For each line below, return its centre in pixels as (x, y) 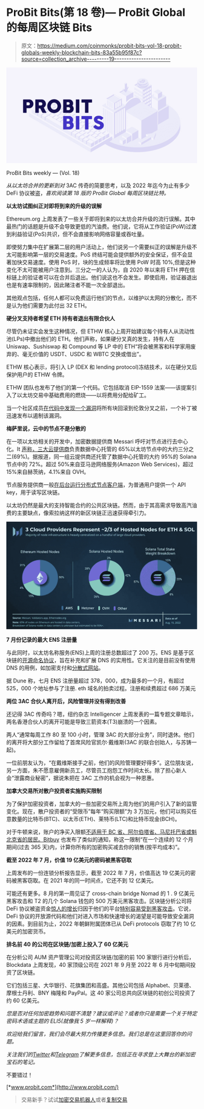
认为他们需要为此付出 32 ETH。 (51, 305)
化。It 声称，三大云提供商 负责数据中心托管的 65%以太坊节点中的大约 (92, 449)
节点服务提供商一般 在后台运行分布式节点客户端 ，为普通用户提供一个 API (96, 484)
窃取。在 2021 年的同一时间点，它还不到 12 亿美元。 (92, 880)
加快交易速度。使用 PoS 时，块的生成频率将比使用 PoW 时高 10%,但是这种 (104, 262)
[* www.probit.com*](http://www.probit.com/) (63, 1087)
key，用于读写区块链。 (35, 492)
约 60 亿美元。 (25, 1000)
